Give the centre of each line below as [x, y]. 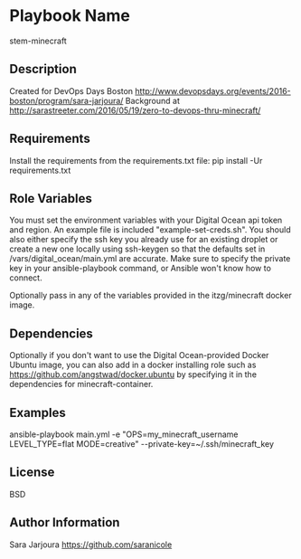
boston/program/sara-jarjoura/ [66, 100]
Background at [153, 100]
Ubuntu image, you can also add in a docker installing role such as [133, 365]
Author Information [65, 522]
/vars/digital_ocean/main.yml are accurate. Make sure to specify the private [150, 259]
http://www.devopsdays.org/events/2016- [213, 90]
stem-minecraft [38, 41]
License [32, 473]
